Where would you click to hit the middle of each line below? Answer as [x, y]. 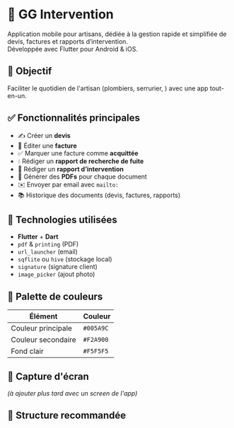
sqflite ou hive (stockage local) [65, 259]
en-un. [17, 95]
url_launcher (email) [47, 252]
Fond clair [27, 351]
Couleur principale [42, 328]
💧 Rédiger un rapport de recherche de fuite [81, 161]
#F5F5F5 [96, 351]
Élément [43, 316]
